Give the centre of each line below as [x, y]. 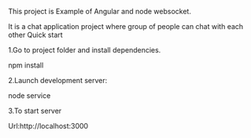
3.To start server [35, 111]
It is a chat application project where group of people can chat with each [126, 26]
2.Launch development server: [58, 80]
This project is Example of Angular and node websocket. [100, 11]
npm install [26, 65]
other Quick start [35, 35]
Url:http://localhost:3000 [48, 126]
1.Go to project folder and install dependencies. [85, 50]
